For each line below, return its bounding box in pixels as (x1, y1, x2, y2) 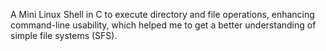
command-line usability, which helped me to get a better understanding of (10, 19, 317, 31)
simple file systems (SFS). (10, 30, 118, 41)
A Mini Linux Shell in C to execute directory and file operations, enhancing (10, 9, 315, 20)
